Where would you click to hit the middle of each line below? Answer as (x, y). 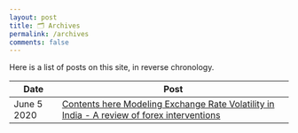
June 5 (28, 105)
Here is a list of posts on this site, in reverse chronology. (112, 67)
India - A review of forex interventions (141, 115)
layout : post (33, 17)
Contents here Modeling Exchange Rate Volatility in (168, 105)
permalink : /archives (49, 34)
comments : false (39, 42)
